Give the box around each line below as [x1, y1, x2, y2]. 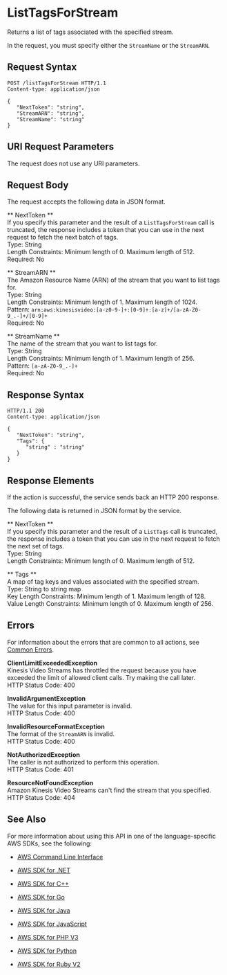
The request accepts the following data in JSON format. [7, 197, 166, 206]
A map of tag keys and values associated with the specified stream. [7, 578, 199, 586]
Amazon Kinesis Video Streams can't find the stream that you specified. [7, 786, 212, 794]
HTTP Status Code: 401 [7, 765, 74, 773]
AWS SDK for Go [17, 893, 66, 901]
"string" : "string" [25, 444, 85, 451]
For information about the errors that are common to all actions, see [7, 638, 200, 646]
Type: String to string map [7, 585, 81, 593]
